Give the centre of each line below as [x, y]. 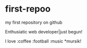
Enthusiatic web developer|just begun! [44, 32]
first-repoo [28, 9]
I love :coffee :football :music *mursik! [43, 41]
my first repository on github [34, 22]
